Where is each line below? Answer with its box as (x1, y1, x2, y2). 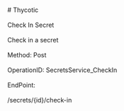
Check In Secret (7, 21, 55, 29)
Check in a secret (7, 36, 59, 44)
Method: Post (7, 51, 47, 59)
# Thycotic (7, 6, 39, 14)
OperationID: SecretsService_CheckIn (7, 66, 118, 74)
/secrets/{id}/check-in (7, 96, 72, 104)
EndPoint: (7, 81, 35, 89)
